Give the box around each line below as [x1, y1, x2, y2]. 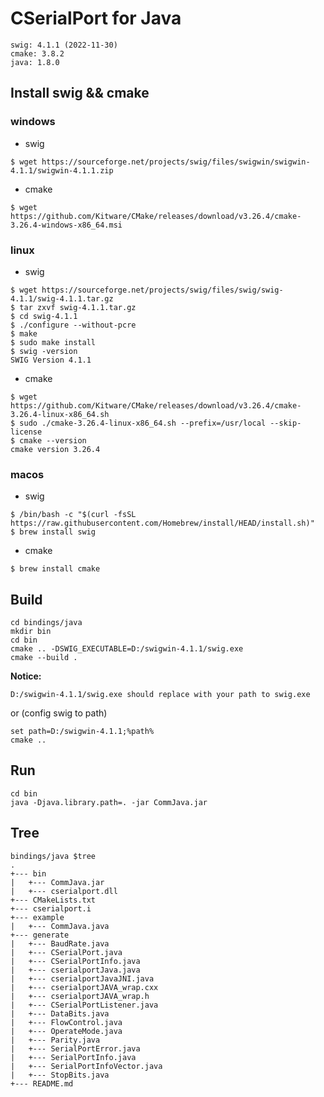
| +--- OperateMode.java [10, 1026, 123, 1036]
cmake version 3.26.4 [10, 444, 101, 454]
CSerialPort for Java [10, 7, 182, 30]
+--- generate [10, 930, 70, 940]
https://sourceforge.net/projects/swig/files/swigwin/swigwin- [41, 157, 311, 167]
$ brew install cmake [10, 564, 101, 574]
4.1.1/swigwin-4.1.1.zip [10, 165, 114, 176]
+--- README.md [10, 1078, 74, 1089]
